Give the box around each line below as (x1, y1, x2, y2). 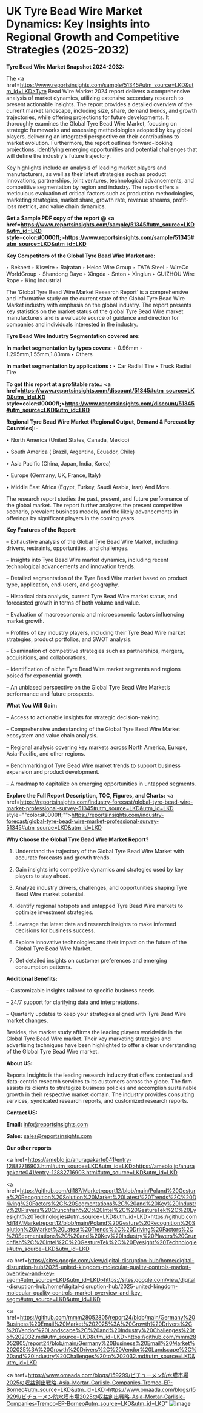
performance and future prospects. (6, 690, 95, 697)
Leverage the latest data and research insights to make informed (15, 920, 177, 927)
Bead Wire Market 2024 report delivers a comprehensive (48, 87, 190, 95)
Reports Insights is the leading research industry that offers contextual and (6, 1071, 193, 1079)
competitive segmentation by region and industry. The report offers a (6, 183, 179, 191)
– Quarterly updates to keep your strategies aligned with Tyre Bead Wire (6, 1010, 187, 1017)
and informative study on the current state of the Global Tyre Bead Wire (6, 294, 185, 302)
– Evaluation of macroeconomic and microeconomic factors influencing (6, 611, 184, 618)
